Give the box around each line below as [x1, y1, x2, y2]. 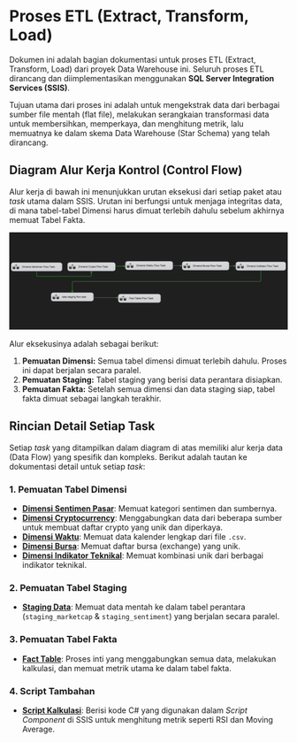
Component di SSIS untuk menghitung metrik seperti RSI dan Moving [21, 714, 274, 724]
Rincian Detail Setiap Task [9, 418, 156, 434]
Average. [21, 724, 56, 734]
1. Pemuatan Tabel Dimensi [9, 483, 127, 495]
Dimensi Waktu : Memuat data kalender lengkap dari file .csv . [21, 532, 247, 542]
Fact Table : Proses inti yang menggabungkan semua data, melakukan [21, 653, 277, 664]
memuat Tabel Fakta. [9, 214, 86, 225]
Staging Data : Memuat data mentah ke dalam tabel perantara [21, 601, 246, 612]
